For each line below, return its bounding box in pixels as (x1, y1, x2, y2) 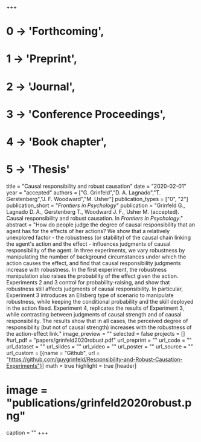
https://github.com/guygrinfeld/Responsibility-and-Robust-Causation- (8, 356, 183, 363)
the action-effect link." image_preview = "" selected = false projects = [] (6, 330, 185, 337)
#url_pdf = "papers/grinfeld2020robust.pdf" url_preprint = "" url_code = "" (6, 336, 192, 344)
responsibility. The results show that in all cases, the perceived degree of (6, 317, 188, 324)
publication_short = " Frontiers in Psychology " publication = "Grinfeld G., (6, 202, 185, 209)
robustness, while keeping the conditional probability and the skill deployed (6, 298, 194, 305)
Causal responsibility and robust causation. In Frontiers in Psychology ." (6, 214, 183, 222)
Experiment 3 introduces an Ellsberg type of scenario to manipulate (6, 291, 174, 299)
